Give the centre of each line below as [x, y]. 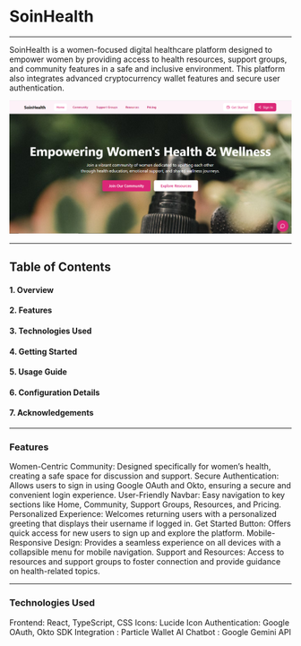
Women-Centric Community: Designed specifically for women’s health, [140, 467]
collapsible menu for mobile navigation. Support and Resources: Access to [147, 552]
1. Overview [32, 289]
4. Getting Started [43, 351]
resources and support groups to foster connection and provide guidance [145, 562]
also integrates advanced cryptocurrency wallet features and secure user [145, 78]
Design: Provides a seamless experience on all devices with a [168, 543]
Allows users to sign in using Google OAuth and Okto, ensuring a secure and [150, 486]
